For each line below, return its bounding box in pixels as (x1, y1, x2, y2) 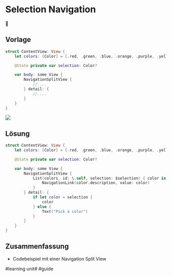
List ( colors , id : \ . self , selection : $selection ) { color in (32, 176, 166, 181)
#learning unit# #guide (5, 265, 54, 272)
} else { (32, 204, 52, 209)
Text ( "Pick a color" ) (41, 209, 88, 214)
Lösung (5, 129, 30, 138)
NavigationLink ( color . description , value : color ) (41, 180, 150, 185)
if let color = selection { (32, 195, 93, 200)
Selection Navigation (5, 4, 96, 15)
